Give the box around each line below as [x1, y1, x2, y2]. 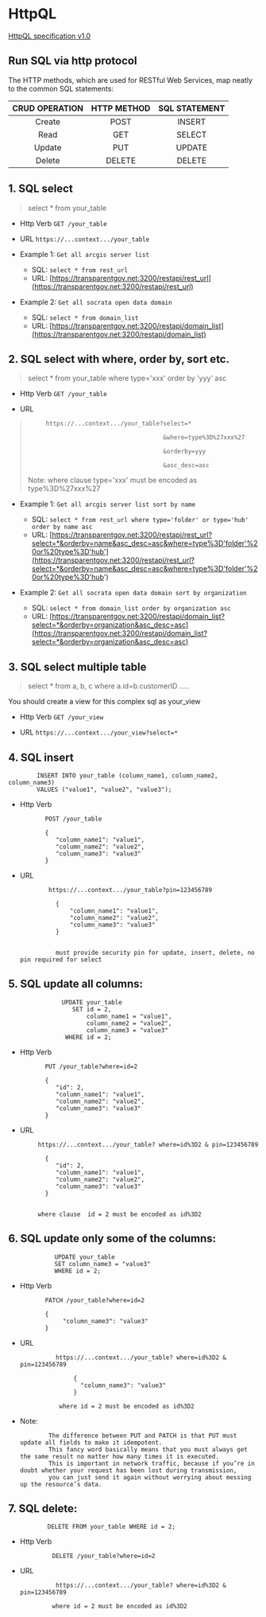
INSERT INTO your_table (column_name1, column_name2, [37, 772, 218, 780]
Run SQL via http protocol [8, 54, 137, 68]
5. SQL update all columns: [8, 977, 144, 991]
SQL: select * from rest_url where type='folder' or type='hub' [31, 515, 249, 524]
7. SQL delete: [8, 1502, 78, 1516]
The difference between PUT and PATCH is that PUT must [48, 1432, 237, 1440]
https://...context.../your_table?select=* [45, 419, 192, 428]
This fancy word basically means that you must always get [48, 1445, 248, 1453]
